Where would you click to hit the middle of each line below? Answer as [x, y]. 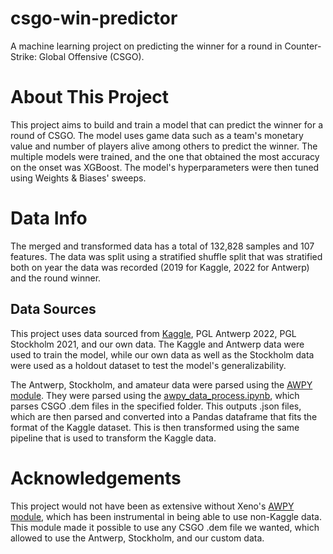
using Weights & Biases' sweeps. [78, 178]
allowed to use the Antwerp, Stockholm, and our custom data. [137, 538]
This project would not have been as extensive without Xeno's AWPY [152, 506]
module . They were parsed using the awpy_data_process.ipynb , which [155, 395]
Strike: [23, 56]
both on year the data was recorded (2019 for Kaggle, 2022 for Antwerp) [160, 267]
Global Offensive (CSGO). [91, 56]
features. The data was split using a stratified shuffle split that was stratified [166, 256]
